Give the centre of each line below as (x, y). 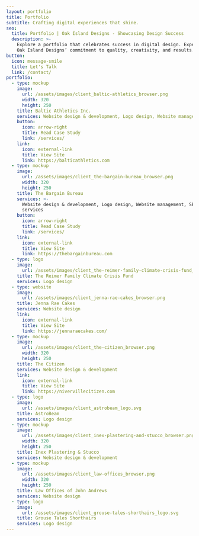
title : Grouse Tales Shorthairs (57, 518)
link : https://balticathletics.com (66, 161)
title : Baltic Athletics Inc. (54, 111)
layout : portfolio (29, 12)
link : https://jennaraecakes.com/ (65, 331)
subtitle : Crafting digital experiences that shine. (73, 23)
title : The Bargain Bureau (50, 193)
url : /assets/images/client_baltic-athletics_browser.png (95, 94)
